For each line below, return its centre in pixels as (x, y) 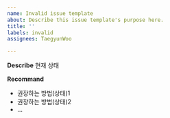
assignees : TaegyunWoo (39, 39)
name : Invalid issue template (50, 13)
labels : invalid (30, 33)
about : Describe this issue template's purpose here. (86, 20)
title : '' (21, 26)
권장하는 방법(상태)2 (44, 102)
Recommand (26, 79)
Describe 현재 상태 (33, 65)
